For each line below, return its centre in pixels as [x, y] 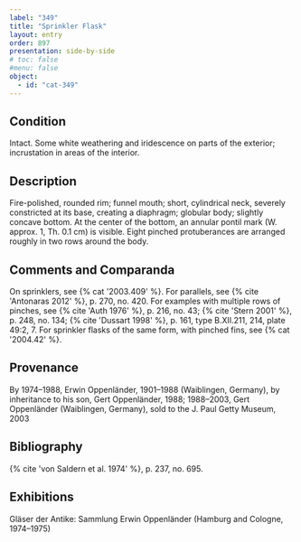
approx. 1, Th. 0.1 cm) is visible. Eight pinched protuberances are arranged [147, 232]
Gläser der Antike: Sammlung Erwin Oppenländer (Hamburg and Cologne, [146, 519]
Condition [38, 121]
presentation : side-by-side [62, 51]
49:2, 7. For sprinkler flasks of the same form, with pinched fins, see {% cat [150, 330]
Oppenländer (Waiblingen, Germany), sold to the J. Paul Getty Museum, [143, 408]
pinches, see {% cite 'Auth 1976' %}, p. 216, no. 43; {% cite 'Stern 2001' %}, [150, 311]
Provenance [44, 368]
